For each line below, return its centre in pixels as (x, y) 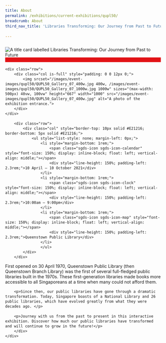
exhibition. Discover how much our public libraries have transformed (79, 321)
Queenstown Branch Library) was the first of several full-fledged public (78, 271)
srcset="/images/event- (58, 79)
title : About (19, 10)
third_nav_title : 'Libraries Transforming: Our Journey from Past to (78, 26)
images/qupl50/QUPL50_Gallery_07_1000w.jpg (51, 89)
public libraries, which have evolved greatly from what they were (76, 301)
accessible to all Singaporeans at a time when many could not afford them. (81, 282)
